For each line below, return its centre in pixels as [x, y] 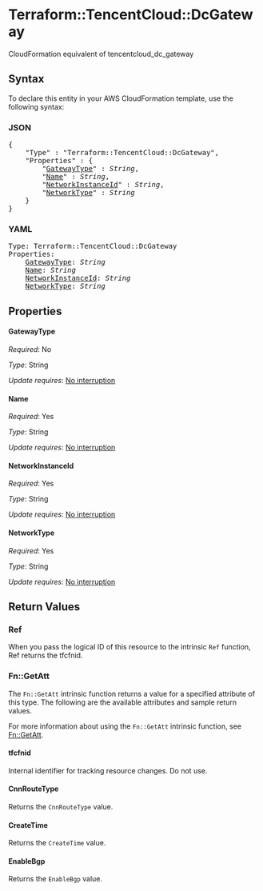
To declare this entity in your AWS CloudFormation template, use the [121, 98]
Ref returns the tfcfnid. [46, 655]
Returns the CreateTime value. [57, 843]
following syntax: [36, 106]
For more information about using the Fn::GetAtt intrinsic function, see [125, 726]
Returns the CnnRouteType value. [61, 806]
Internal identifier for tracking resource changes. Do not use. [108, 770]
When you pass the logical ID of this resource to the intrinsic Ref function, [130, 647]
